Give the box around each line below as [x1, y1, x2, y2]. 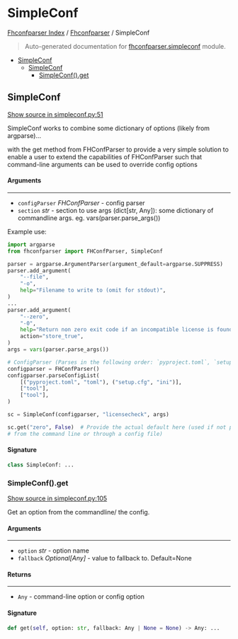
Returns [7, 570, 32, 578]
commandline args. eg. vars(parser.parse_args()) [17, 214, 161, 222]
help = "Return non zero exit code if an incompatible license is [20, 326, 214, 333]
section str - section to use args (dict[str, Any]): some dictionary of [17, 206, 214, 214]
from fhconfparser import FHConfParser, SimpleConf [7, 248, 163, 255]
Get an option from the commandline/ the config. [7, 508, 150, 517]
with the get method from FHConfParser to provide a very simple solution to [7, 145, 229, 154]
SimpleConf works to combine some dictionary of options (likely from [7, 124, 210, 132]
